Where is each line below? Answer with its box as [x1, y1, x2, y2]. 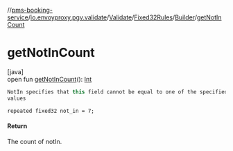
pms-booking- [11, 6, 53, 14]
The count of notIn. [7, 137, 62, 145]
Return [7, 122, 28, 130]
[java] [7, 67, 24, 75]
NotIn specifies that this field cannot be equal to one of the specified [7, 88, 228, 96]
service [7, 13, 29, 21]
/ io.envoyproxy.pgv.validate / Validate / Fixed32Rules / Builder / [28, 13, 198, 21]
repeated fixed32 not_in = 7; [7, 107, 95, 114]
